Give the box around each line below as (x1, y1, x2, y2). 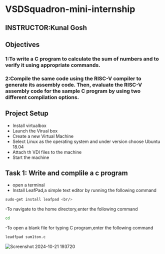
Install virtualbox (12, 122, 46, 128)
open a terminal (12, 182, 45, 188)
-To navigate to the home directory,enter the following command (5, 206, 138, 212)
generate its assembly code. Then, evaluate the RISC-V (5, 81, 142, 88)
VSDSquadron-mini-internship (5, 3, 135, 15)
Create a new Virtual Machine (12, 133, 74, 139)
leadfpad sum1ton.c (5, 234, 46, 239)
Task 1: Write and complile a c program (5, 169, 128, 177)
